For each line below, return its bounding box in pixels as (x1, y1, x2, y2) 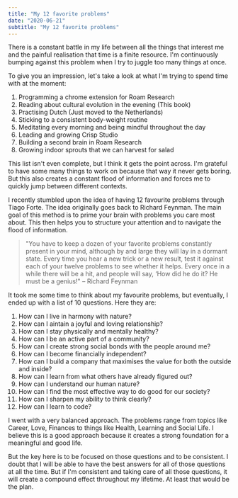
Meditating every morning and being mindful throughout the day (18, 123, 206, 132)
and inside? (18, 365, 52, 373)
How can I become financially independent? (18, 350, 147, 358)
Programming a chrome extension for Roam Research (18, 93, 176, 101)
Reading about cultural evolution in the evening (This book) (18, 101, 191, 109)
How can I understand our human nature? (18, 380, 140, 388)
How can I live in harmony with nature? (18, 312, 132, 321)
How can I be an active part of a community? (18, 334, 149, 344)
